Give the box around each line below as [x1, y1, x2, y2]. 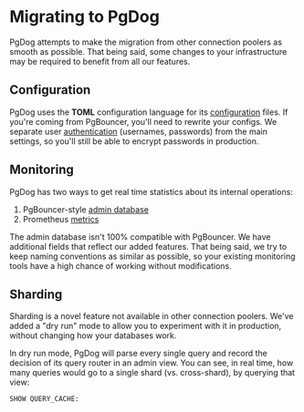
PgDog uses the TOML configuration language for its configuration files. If [9, 107, 288, 118]
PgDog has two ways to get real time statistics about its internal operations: [9, 186, 294, 197]
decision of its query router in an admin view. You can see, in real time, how [9, 357, 294, 368]
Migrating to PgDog [9, 6, 160, 27]
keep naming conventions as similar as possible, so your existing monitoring [9, 251, 296, 262]
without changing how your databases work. [9, 330, 177, 341]
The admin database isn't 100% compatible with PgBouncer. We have [9, 231, 271, 242]
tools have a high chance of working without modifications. [9, 260, 232, 271]
